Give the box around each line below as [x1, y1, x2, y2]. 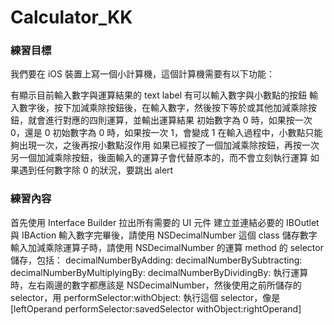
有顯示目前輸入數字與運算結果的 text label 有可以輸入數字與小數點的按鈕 [10, 89, 307, 101]
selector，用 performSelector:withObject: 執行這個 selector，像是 [10, 291, 281, 303]
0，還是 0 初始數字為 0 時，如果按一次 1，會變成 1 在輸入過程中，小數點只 [10, 127, 315, 139]
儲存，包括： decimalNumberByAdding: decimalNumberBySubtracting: [10, 254, 303, 266]
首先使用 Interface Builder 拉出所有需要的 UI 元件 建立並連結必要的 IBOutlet [10, 216, 320, 228]
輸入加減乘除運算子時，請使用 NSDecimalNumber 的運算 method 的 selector [10, 241, 324, 253]
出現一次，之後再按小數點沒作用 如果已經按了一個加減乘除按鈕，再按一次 [18, 139, 320, 151]
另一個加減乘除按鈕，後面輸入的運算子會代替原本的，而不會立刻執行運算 [10, 152, 308, 164]
